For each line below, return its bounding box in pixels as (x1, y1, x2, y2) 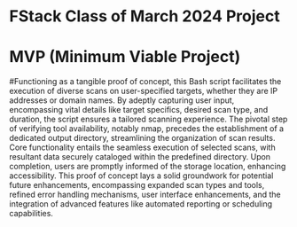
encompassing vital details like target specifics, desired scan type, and (9, 105, 269, 115)
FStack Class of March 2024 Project (9, 6, 281, 27)
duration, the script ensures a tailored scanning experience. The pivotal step (9, 113, 288, 125)
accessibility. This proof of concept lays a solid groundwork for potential (9, 170, 274, 181)
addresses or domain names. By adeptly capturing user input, (9, 95, 235, 106)
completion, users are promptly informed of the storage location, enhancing (9, 161, 286, 172)
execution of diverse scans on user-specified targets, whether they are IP (9, 86, 277, 97)
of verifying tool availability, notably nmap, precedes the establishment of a (9, 123, 285, 134)
